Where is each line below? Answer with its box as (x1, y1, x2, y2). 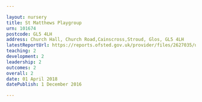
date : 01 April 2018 (6, 76, 58, 82)
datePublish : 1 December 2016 (6, 81, 82, 88)
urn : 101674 (6, 25, 36, 31)
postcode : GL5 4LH (6, 31, 52, 37)
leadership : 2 (6, 59, 42, 65)
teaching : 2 (6, 48, 36, 54)
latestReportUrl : (6, 42, 50, 48)
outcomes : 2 (6, 65, 36, 71)
